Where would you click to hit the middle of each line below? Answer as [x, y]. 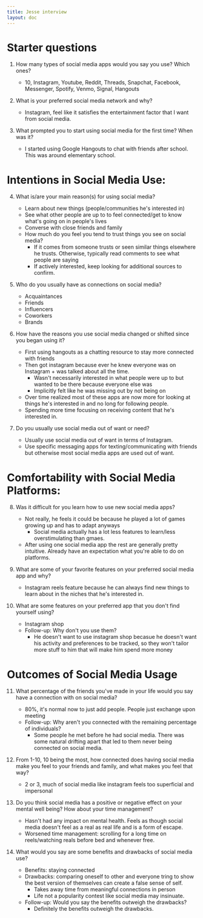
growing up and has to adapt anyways [72, 525]
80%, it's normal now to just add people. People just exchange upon [110, 709]
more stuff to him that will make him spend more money [103, 650]
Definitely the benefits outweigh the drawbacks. [94, 909]
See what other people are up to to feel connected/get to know [103, 215]
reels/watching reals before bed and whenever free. [90, 840]
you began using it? [40, 340]
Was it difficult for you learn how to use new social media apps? [95, 507]
